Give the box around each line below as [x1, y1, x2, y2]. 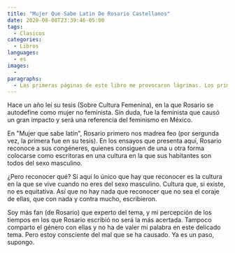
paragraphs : [7, 75, 42, 82]
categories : [7, 36, 42, 43]
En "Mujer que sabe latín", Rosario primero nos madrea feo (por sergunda [7, 129, 219, 138]
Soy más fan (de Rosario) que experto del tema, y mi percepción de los [7, 208, 212, 217]
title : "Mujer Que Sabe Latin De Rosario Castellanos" [7, 10, 171, 17]
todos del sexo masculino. [7, 159, 83, 168]
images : [7, 62, 30, 69]
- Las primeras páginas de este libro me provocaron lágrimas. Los [13, 82, 215, 89]
